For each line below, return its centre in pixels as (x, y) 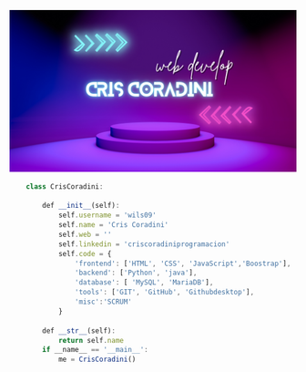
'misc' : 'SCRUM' (103, 302)
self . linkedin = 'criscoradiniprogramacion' (144, 244)
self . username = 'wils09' (107, 215)
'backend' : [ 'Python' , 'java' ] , (136, 273)
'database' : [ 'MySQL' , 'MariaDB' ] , (144, 283)
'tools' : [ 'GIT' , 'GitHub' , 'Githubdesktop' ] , (164, 293)
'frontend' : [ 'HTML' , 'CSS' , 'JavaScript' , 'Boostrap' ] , (183, 263)
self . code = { (85, 253)
